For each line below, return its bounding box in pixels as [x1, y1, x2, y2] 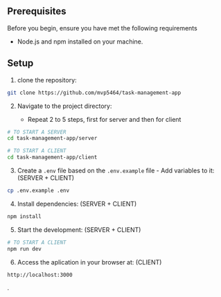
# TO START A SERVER [7, 128, 67, 136]
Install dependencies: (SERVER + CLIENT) [17, 199, 137, 208]
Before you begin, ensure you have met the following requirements [7, 24, 197, 32]
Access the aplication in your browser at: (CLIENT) [17, 258, 162, 266]
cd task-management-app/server [7, 135, 98, 142]
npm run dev [7, 245, 42, 252]
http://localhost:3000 [7, 271, 73, 278]
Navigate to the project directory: [17, 102, 112, 110]
